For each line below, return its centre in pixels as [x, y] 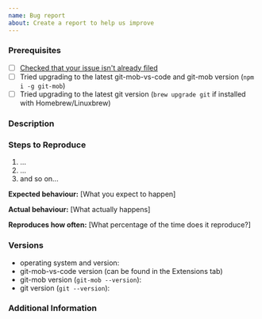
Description [31, 123]
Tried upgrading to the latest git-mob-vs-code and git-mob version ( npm [137, 77]
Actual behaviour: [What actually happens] [79, 210]
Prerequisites [35, 51]
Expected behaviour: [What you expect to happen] [92, 194]
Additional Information [53, 308]
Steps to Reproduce [47, 145]
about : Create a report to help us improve [81, 23]
